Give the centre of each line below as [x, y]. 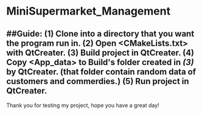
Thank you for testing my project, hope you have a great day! [83, 105]
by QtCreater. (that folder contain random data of [101, 71]
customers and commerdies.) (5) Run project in [98, 81]
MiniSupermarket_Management [89, 11]
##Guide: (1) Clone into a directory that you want [100, 34]
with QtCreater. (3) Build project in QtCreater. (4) [100, 53]
